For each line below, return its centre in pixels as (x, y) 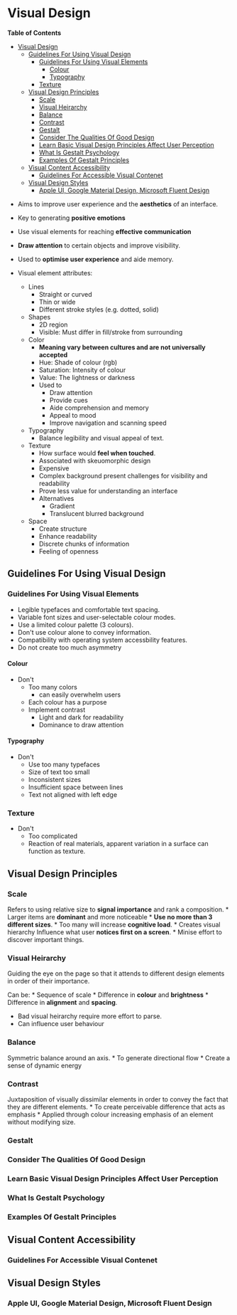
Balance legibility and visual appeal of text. (101, 438)
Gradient (62, 506)
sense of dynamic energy (45, 1065)
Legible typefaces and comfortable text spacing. (89, 609)
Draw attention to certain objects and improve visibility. (99, 245)
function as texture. (57, 851)
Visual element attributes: (55, 273)
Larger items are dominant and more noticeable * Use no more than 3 (110, 917)
